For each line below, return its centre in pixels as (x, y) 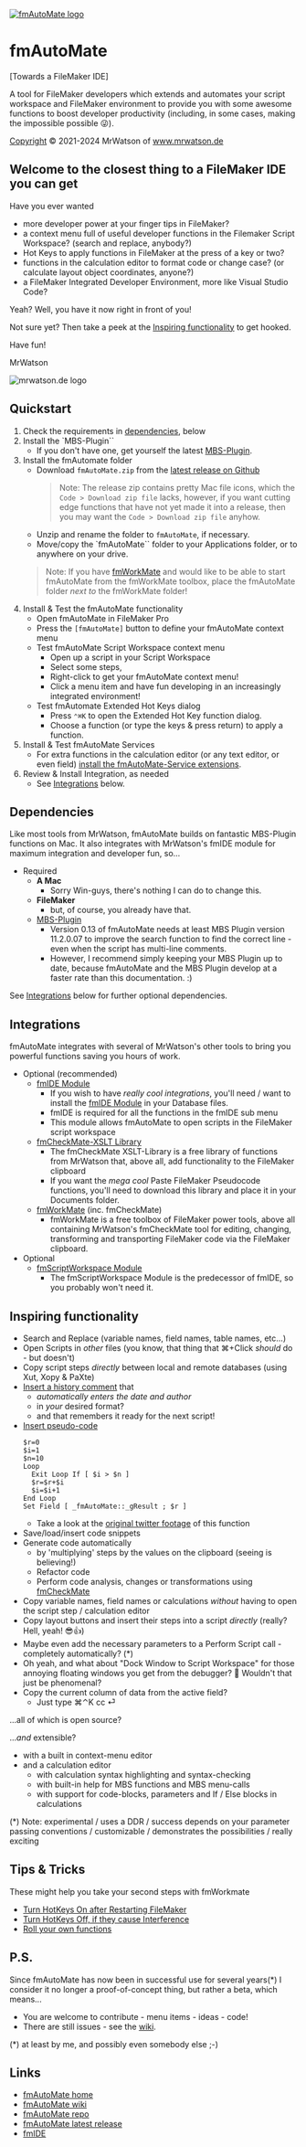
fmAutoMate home (58, 2095)
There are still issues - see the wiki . (90, 2026)
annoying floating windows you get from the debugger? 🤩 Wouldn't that (157, 1673)
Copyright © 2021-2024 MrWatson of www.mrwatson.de (116, 141)
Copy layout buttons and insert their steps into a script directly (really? (155, 1621)
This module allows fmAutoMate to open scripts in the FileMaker (171, 1122)
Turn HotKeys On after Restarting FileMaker (105, 1909)
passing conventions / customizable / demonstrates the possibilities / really (151, 1831)
